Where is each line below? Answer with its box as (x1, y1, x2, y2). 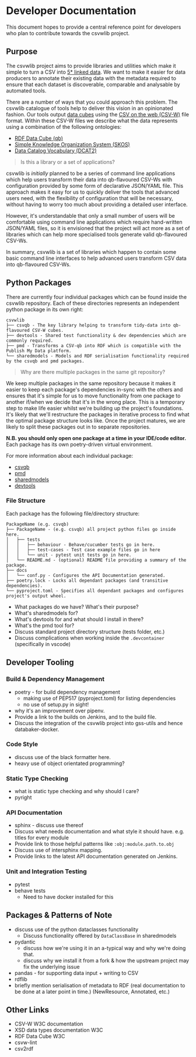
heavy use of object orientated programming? (14, 760, 125, 767)
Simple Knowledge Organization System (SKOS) (14, 140, 130, 147)
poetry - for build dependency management (14, 688, 121, 695)
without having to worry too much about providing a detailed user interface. (6, 201, 188, 208)
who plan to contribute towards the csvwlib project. (6, 29, 130, 36)
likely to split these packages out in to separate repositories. (6, 423, 150, 430)
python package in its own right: (6, 306, 83, 313)
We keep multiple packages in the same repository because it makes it (6, 379, 176, 387)
